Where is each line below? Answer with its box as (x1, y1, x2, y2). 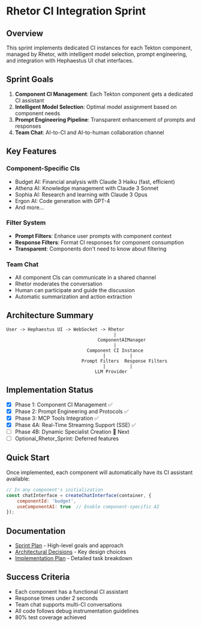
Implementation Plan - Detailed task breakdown (14, 555, 133, 562)
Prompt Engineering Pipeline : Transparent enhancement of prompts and (14, 116, 196, 123)
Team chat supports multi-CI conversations (14, 600, 122, 608)
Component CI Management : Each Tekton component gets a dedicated (14, 90, 193, 98)
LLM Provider (95, 369, 128, 375)
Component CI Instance (86, 348, 144, 354)
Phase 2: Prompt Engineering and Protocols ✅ (14, 408, 129, 415)
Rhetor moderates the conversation (14, 280, 103, 287)
